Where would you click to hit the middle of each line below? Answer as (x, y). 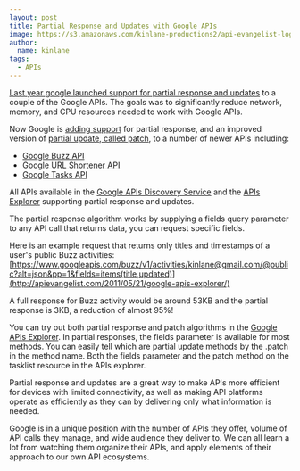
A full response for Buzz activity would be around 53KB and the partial (139, 301)
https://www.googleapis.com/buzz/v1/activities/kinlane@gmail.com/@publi (150, 264)
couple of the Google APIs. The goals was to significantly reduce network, (146, 102)
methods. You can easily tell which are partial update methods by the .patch (149, 346)
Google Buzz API (53, 155)
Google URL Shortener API (71, 165)
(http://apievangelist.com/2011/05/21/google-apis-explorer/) (120, 283)
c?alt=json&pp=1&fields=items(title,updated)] (92, 274)
